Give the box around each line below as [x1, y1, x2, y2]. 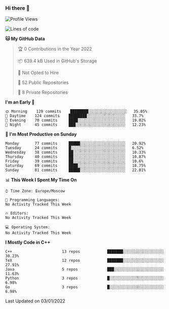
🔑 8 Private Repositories [17, 89, 68, 95]
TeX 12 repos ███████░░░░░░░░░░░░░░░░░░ [5, 258, 164, 263]
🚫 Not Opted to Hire [17, 70, 59, 76]
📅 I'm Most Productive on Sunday [5, 131, 77, 138]
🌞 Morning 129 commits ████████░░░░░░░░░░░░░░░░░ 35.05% [5, 109, 148, 114]
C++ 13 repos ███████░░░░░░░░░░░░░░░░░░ [5, 249, 164, 254]
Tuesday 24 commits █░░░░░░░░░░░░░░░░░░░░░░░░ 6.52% [5, 146, 144, 151]
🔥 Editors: [5, 211, 29, 216]
